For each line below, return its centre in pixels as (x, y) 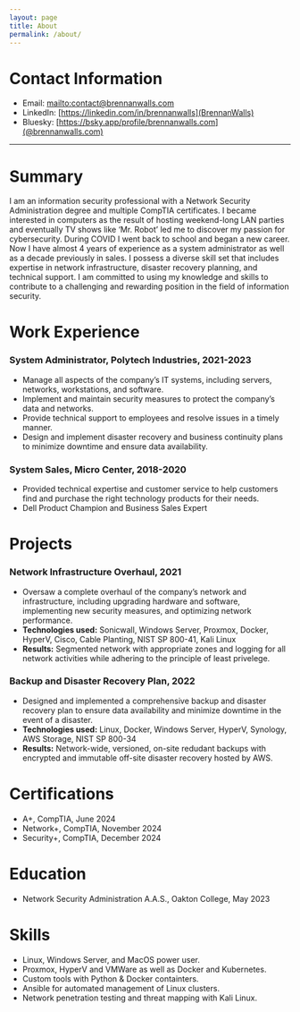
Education (48, 874)
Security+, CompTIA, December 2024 (92, 838)
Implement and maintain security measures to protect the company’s (148, 398)
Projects (41, 544)
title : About (33, 26)
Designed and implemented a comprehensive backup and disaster (144, 701)
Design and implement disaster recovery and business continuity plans (153, 437)
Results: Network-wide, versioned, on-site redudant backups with (144, 748)
